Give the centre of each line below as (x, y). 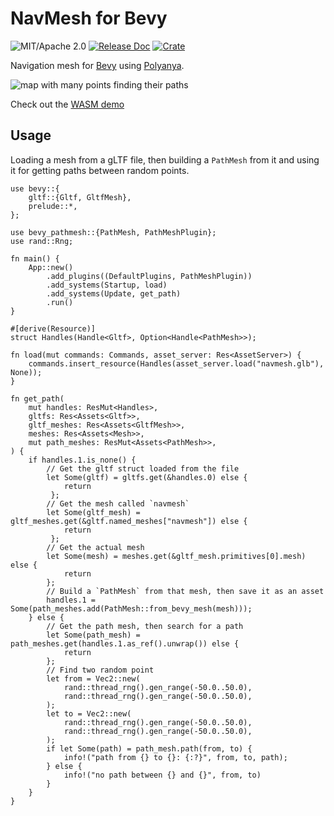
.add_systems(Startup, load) (107, 285)
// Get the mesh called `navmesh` (118, 503)
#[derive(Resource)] (53, 328)
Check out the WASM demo (67, 104)
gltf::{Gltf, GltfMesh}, (80, 197)
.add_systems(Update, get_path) (114, 293)
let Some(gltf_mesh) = (93, 512)
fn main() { (35, 258)
